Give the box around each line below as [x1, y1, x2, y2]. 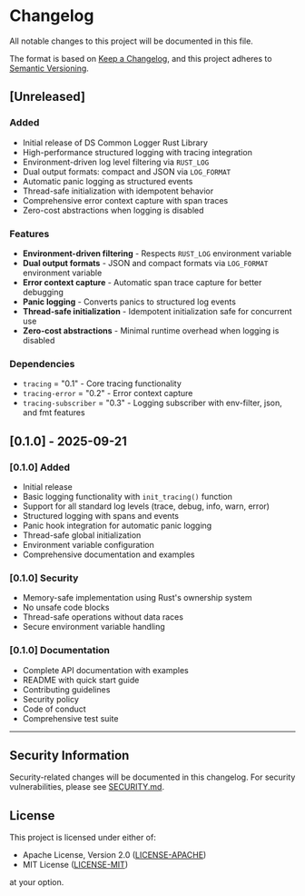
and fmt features [22, 407, 85, 418]
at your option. [9, 877, 64, 888]
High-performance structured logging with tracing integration [22, 146, 252, 157]
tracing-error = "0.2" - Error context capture [22, 388, 193, 399]
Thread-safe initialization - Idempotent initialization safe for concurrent [22, 305, 292, 316]
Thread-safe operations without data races [22, 612, 184, 622]
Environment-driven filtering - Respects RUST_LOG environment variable [22, 247, 292, 259]
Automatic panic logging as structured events [22, 175, 193, 186]
